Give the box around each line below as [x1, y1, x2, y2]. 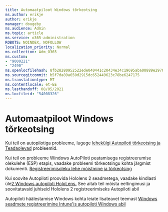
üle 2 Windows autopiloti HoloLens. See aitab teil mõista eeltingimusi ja [5, 181, 150, 187]
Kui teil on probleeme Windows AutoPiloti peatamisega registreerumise [5, 155, 151, 161]
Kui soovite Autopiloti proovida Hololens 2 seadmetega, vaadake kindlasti [5, 175, 156, 181]
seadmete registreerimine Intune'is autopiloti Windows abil [5, 201, 126, 207]
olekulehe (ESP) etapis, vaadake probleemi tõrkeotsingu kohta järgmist [5, 160, 151, 166]
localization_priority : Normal [5, 45, 70, 50]
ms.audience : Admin [5, 26, 46, 31]
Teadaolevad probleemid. [5, 145, 57, 151]
